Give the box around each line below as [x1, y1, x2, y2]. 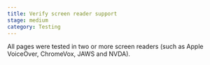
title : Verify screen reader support [7, 10, 118, 17]
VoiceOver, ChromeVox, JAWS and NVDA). [7, 50, 131, 58]
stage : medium [7, 17, 49, 24]
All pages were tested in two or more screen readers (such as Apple [7, 43, 204, 51]
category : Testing [7, 23, 61, 30]
